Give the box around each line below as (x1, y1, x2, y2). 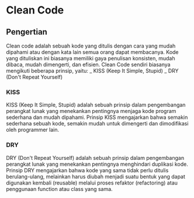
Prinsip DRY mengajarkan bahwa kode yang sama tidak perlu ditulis (6, 166, 169, 173)
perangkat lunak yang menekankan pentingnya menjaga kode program (6, 108, 176, 115)
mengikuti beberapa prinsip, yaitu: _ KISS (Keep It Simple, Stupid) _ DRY (6, 67, 179, 74)
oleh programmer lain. (6, 127, 60, 134)
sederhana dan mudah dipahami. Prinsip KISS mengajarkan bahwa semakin (6, 114, 188, 121)
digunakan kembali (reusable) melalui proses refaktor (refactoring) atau (6, 179, 178, 186)
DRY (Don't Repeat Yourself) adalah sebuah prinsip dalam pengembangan (6, 154, 185, 161)
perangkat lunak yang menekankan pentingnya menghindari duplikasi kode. (6, 161, 188, 168)
